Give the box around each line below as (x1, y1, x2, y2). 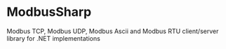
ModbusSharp (6, 4, 92, 20)
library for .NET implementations (6, 34, 101, 42)
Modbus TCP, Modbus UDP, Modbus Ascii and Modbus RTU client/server (6, 27, 219, 35)
